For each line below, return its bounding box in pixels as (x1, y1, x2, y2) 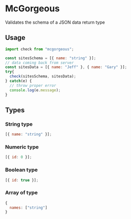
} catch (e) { (5, 78, 32, 83)
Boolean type (5, 166, 38, 173)
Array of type (5, 189, 38, 196)
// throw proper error (9, 83, 56, 88)
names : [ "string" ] (9, 205, 48, 210)
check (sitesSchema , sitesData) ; (9, 74, 77, 79)
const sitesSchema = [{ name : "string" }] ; (5, 55, 96, 61)
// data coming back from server (5, 60, 74, 65)
